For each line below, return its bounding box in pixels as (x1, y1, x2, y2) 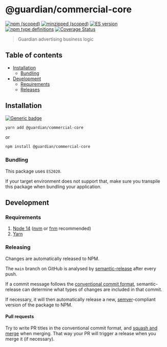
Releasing (5, 244, 31, 251)
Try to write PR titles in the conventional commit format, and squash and (5, 325, 158, 331)
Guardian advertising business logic (17, 36, 94, 42)
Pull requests (5, 314, 34, 320)
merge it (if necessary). (5, 336, 55, 342)
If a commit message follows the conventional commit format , (5, 281, 136, 287)
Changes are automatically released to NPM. (5, 255, 100, 262)
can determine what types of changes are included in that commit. (22, 286, 162, 293)
